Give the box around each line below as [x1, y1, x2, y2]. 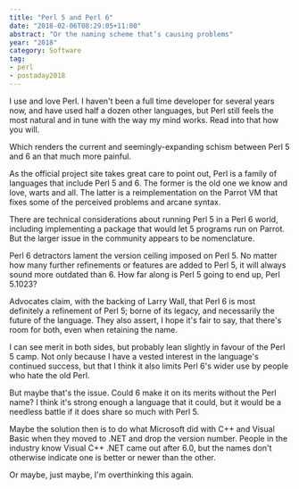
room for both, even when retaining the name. [9, 324, 179, 335]
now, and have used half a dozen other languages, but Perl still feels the [9, 104, 274, 116]
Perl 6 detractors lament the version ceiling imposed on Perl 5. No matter [9, 250, 278, 261]
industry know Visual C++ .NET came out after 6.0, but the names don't [9, 443, 272, 453]
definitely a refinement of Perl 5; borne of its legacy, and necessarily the [9, 305, 275, 316]
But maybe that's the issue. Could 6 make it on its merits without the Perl [9, 387, 277, 398]
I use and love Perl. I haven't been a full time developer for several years [9, 95, 275, 106]
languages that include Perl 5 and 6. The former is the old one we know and [9, 178, 288, 188]
